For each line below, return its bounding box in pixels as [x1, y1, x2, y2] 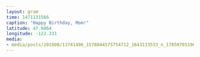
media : [6, 36, 23, 42]
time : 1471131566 [6, 14, 49, 20]
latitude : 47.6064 [6, 25, 52, 31]
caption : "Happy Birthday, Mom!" [6, 20, 89, 26]
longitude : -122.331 [6, 31, 58, 37]
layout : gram [6, 8, 39, 15]
